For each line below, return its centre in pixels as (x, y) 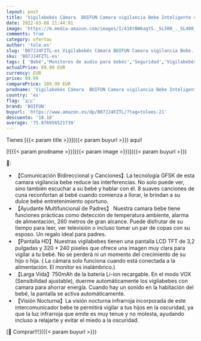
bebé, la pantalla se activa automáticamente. (70, 294)
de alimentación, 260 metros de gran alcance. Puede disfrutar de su (99, 221)
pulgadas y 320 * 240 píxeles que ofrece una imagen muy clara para (100, 248)
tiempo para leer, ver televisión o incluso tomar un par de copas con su (102, 228)
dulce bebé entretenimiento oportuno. (62, 202)
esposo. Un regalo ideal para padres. (60, 235)
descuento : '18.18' (31, 117)
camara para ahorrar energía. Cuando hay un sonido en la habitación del (104, 287)
